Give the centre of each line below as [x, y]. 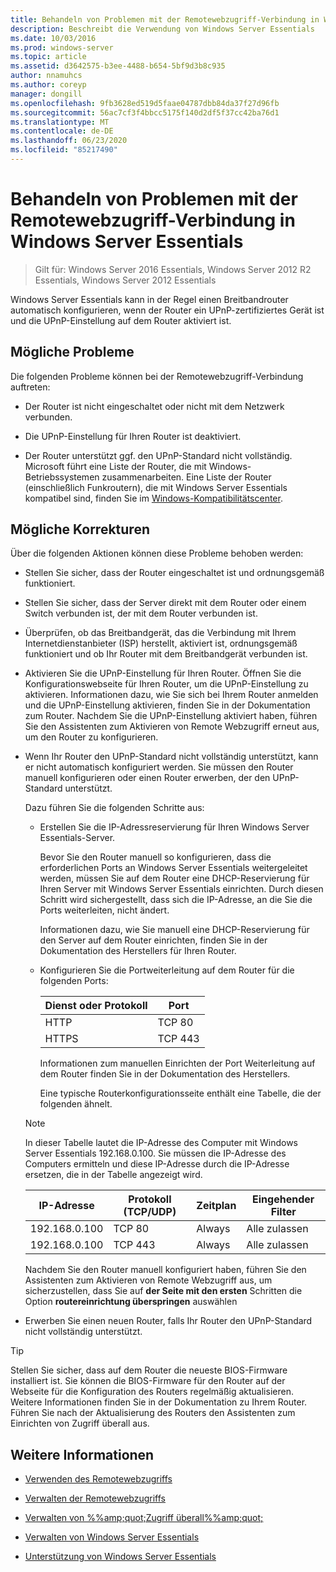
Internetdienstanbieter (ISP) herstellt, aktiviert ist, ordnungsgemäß [161, 643]
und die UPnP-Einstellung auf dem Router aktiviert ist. [121, 320]
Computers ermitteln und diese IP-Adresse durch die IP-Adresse [157, 1164]
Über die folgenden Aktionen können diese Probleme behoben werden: [157, 553]
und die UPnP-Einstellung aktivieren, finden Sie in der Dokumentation [167, 705]
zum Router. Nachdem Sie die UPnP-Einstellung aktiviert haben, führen [171, 716]
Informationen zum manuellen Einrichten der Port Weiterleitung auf [177, 1063]
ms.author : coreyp [48, 85]
